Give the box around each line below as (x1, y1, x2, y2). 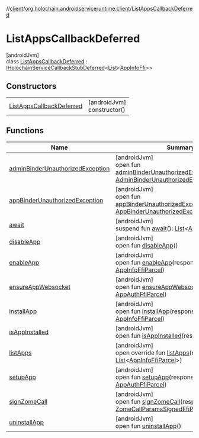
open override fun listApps (115, 349, 190, 357)
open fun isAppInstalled (115, 331, 182, 340)
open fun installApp (115, 307, 170, 315)
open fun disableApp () (115, 241, 178, 249)
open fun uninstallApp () (115, 421, 182, 430)
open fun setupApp (115, 373, 169, 381)
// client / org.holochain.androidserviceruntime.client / (6, 5, 132, 12)
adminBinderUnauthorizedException (9, 164, 110, 172)
